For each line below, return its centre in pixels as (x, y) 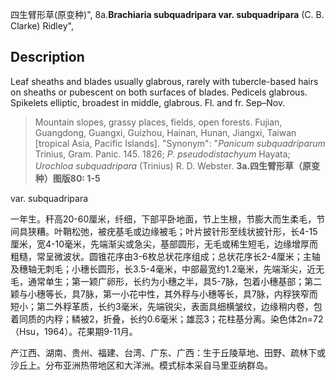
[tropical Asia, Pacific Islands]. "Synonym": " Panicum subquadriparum (180, 143)
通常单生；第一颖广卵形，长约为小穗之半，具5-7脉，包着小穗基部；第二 (175, 281)
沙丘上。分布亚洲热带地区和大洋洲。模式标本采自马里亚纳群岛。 (141, 365)
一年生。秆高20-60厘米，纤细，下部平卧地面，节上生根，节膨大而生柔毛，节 (168, 219)
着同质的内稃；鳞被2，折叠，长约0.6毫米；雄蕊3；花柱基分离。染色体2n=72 (167, 319)
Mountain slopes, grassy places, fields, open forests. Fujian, (158, 122)
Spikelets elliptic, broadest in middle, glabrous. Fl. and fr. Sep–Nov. (148, 102)
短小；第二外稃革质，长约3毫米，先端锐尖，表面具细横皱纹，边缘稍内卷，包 (166, 306)
